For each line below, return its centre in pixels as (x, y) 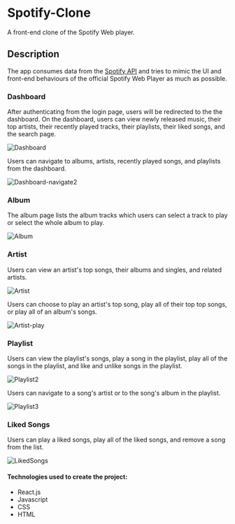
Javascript (33, 500)
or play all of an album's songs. (52, 312)
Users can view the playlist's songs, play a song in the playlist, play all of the (117, 358)
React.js (29, 492)
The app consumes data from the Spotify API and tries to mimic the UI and (114, 71)
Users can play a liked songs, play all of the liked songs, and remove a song (116, 440)
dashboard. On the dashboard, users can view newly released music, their (114, 119)
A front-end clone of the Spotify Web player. (71, 32)
